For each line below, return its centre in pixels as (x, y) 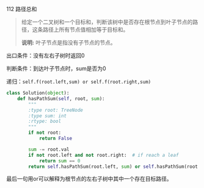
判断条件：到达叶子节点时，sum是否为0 (56, 68)
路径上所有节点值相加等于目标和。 (86, 30)
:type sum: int (48, 116)
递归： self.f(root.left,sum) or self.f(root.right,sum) (79, 81)
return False (55, 139)
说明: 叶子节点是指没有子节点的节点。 (68, 42)
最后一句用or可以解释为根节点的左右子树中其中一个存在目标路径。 (89, 179)
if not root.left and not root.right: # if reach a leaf (104, 155)
